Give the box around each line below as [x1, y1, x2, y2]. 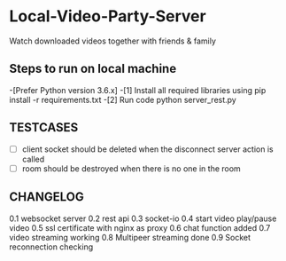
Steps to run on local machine [9, 61, 177, 76]
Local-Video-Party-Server [9, 6, 206, 27]
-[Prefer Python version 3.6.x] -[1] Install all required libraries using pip [9, 84, 267, 95]
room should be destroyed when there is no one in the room [21, 162, 241, 174]
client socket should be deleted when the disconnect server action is [21, 144, 274, 154]
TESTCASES [9, 120, 79, 135]
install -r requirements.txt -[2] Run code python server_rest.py [9, 94, 236, 105]
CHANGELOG [9, 189, 84, 205]
